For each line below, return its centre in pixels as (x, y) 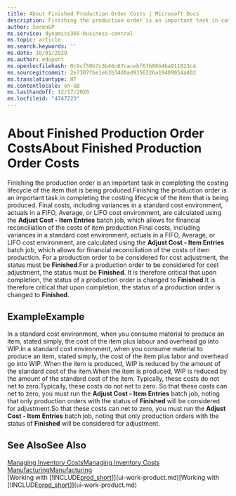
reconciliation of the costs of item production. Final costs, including (104, 227)
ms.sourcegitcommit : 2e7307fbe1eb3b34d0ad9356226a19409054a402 (102, 72)
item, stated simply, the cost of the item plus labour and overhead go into (113, 341)
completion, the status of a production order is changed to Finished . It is (111, 280)
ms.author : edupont (36, 60)
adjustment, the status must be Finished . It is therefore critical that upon (112, 272)
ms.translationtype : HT (42, 79)
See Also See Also (47, 446)
